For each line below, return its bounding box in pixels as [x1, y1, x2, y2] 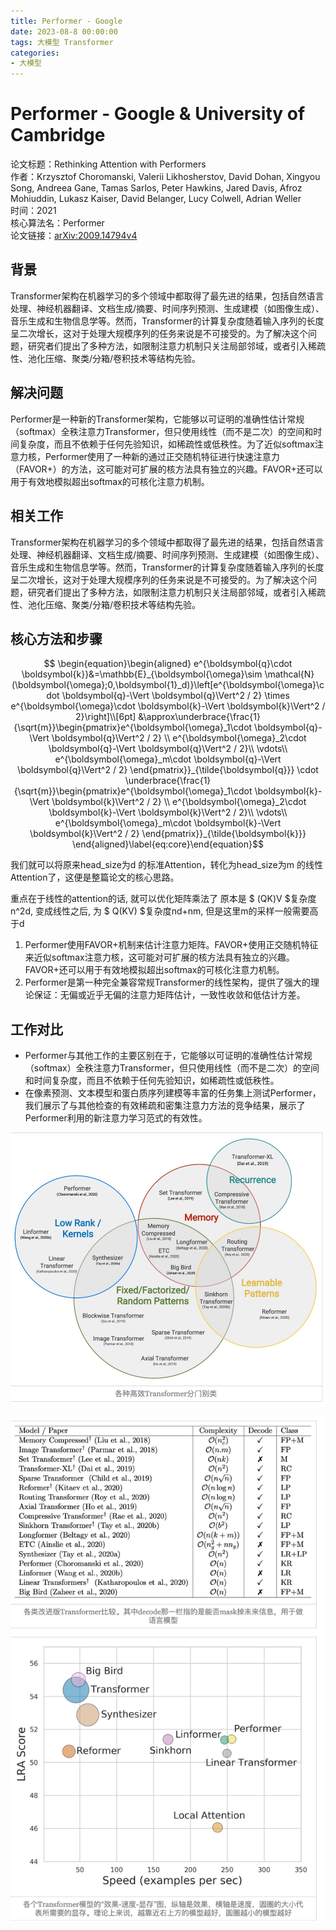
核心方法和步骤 [10, 630, 103, 647]
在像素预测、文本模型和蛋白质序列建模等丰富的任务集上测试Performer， [24, 1087, 322, 1099]
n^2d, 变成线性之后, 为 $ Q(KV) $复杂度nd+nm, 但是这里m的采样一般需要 [10, 905, 310, 917]
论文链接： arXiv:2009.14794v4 [10, 230, 138, 242]
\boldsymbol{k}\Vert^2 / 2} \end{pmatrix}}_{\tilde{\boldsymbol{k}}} [29, 828, 307, 840]
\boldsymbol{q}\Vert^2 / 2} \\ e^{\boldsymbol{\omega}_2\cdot [51, 732, 307, 744]
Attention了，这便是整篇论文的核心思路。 [10, 871, 180, 884]
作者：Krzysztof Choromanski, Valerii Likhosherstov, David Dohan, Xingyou [10, 171, 321, 183]
